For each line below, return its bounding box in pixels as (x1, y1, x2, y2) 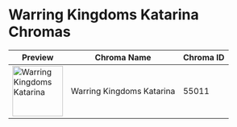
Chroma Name (94, 51, 152, 63)
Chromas (8, 23, 71, 41)
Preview (21, 51, 54, 63)
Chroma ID (182, 51, 225, 63)
